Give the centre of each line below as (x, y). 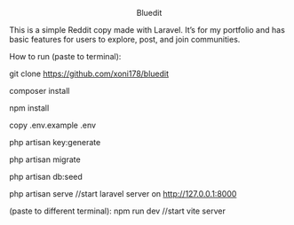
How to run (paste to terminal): (65, 56)
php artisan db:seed (46, 177)
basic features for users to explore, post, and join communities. (125, 39)
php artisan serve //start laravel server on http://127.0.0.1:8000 (123, 194)
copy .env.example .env (52, 125)
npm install (29, 108)
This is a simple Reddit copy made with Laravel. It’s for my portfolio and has (147, 30)
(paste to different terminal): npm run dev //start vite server (118, 211)
